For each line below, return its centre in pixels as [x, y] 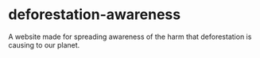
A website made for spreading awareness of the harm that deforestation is [130, 37]
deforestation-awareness [95, 15]
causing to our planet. [44, 44]
